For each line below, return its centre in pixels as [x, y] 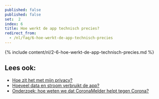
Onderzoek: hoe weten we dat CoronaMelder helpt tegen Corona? [80, 90]
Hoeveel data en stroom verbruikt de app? [56, 85]
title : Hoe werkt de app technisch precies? [52, 29]
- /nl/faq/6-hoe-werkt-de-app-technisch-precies [61, 38]
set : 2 [13, 19]
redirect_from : [21, 33]
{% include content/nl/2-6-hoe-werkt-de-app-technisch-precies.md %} [79, 52]
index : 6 [14, 24]
